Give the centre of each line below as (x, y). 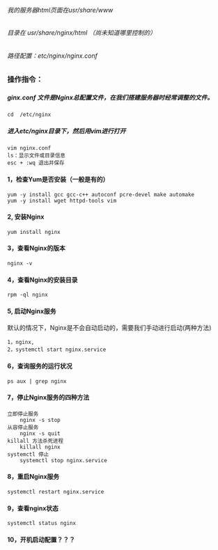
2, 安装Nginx (26, 217)
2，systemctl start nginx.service (57, 350)
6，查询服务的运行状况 (40, 366)
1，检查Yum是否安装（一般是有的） (58, 179)
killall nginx (40, 447)
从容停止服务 (23, 427)
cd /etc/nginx (29, 115)
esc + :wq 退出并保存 (36, 163)
